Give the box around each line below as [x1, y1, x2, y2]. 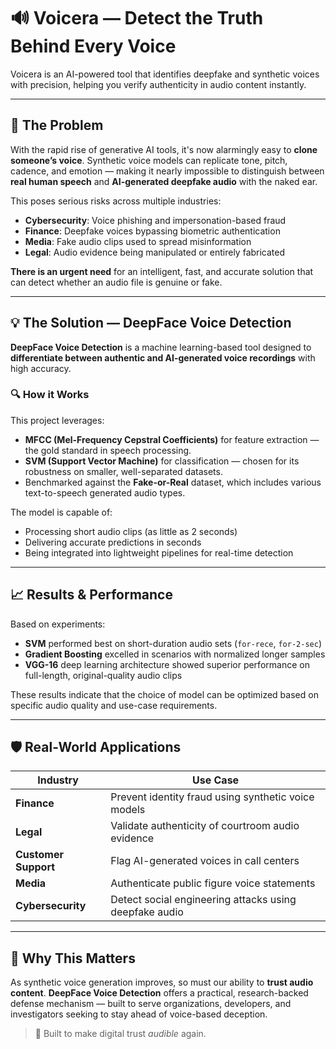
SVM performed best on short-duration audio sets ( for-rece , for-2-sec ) [24, 637, 322, 649]
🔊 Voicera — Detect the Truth [10, 7, 264, 30]
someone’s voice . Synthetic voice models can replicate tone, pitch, [10, 154, 288, 166]
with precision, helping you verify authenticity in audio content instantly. [10, 78, 307, 90]
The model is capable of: [10, 506, 113, 518]
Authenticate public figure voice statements [110, 876, 316, 890]
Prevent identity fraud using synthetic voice [110, 790, 315, 804]
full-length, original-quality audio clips [24, 669, 183, 681]
